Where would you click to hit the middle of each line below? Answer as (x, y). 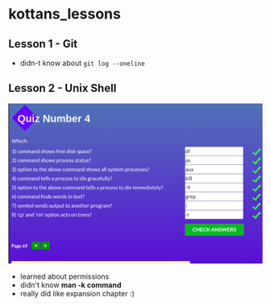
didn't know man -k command (71, 285)
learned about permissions (65, 276)
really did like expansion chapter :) (77, 293)
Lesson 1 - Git (43, 44)
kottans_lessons (65, 14)
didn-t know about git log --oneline (82, 63)
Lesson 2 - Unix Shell (63, 88)
